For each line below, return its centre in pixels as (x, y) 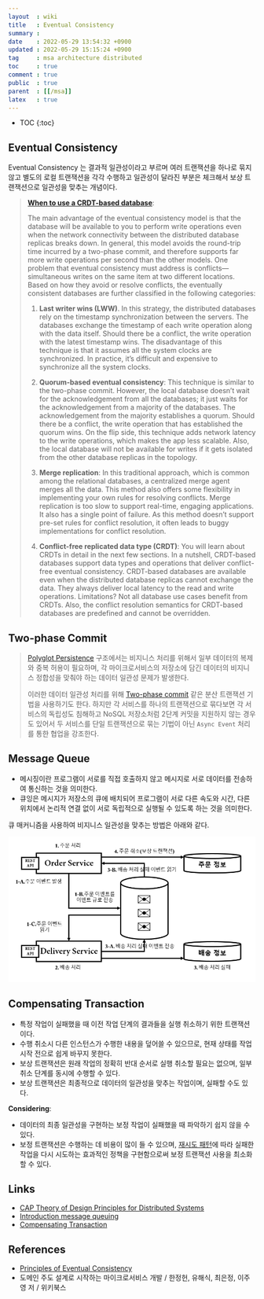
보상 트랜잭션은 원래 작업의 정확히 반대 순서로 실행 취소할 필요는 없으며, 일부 (136, 1063)
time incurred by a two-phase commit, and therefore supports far (133, 252)
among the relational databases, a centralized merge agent (134, 481)
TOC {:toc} (37, 123)
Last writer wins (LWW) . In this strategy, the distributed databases (147, 309)
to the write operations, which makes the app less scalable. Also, (144, 441)
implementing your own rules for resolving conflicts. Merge (135, 498)
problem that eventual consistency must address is (110, 268)
